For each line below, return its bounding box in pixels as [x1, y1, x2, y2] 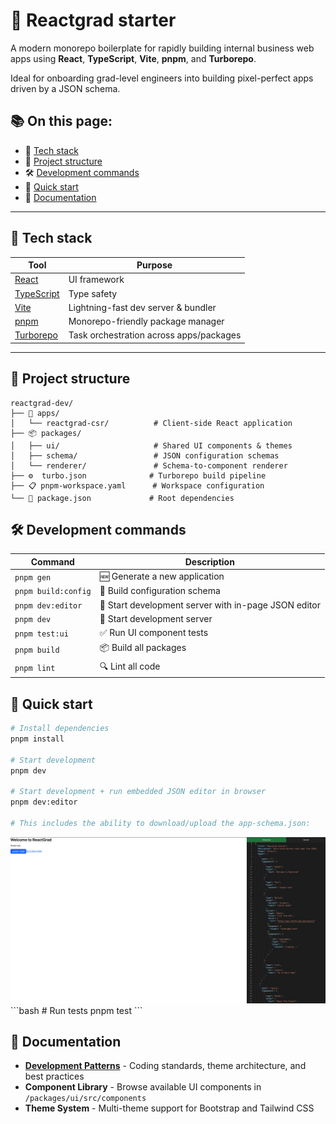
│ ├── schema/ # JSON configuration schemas [10, 450, 280, 461]
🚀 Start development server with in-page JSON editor [99, 599, 321, 611]
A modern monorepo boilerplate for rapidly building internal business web [10, 42, 315, 54]
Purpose [136, 259, 173, 271]
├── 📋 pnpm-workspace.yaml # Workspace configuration [10, 480, 265, 491]
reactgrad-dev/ [10, 398, 74, 408]
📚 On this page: [10, 113, 113, 130]
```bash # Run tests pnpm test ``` [10, 1004, 143, 1016]
